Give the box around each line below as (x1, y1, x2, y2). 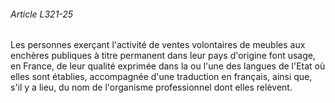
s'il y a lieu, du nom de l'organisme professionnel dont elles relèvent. (10, 81, 293, 94)
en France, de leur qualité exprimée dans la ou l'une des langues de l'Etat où (10, 60, 326, 72)
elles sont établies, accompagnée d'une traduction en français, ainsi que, (10, 71, 313, 83)
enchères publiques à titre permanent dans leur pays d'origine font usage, (10, 50, 317, 62)
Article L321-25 (10, 8, 74, 20)
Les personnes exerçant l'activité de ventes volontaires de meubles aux (10, 39, 306, 51)
